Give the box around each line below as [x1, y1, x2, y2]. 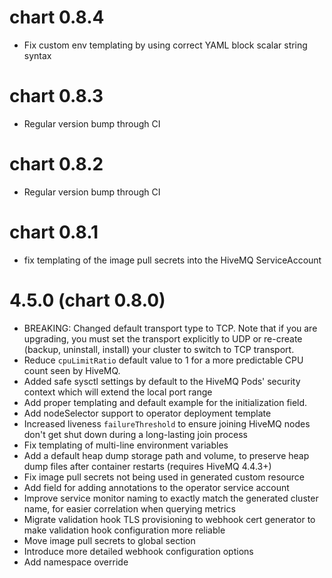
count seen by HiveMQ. [23, 364, 121, 376]
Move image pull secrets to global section [23, 534, 196, 546]
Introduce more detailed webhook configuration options [23, 545, 254, 557]
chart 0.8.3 [9, 85, 104, 108]
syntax [23, 49, 52, 61]
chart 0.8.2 [9, 153, 104, 176]
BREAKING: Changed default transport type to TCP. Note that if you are [23, 322, 318, 334]
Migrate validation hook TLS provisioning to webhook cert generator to [23, 513, 316, 525]
